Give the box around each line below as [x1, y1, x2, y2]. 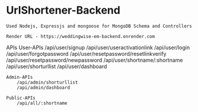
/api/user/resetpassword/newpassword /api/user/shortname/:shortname [6, 56, 183, 63]
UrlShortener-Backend [6, 4, 120, 17]
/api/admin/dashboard [17, 84, 70, 91]
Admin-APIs [6, 74, 33, 80]
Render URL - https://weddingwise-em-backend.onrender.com [6, 33, 155, 39]
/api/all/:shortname [17, 100, 68, 106]
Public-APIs [6, 95, 36, 101]
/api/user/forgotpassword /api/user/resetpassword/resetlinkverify [6, 50, 167, 57]
